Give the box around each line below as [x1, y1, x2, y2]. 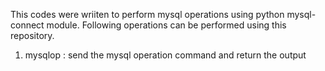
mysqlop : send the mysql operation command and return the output [24, 49, 307, 61]
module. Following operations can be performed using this [46, 19, 287, 31]
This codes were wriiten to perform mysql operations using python [10, 9, 285, 20]
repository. [10, 30, 55, 41]
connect [10, 19, 45, 31]
